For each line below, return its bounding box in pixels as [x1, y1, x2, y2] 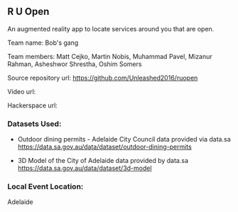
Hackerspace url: [7, 101, 58, 110]
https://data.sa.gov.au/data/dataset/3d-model [17, 164, 152, 173]
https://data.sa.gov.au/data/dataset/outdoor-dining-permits [17, 142, 192, 152]
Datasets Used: [7, 119, 62, 129]
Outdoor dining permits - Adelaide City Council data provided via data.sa [17, 135, 231, 144]
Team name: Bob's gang [7, 38, 79, 47]
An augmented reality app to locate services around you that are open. [7, 24, 215, 33]
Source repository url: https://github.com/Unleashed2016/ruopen [7, 73, 198, 82]
